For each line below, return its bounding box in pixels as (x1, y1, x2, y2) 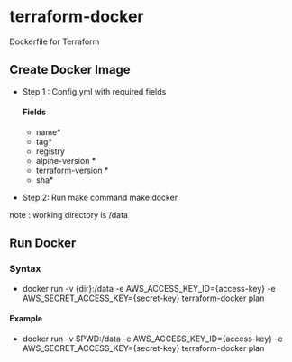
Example (9, 313, 43, 324)
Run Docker (9, 236, 77, 251)
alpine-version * (35, 155, 96, 166)
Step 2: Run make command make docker (22, 192, 178, 203)
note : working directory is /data (9, 209, 129, 220)
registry (35, 146, 66, 157)
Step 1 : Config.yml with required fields (22, 86, 167, 96)
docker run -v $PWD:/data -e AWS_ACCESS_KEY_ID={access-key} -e (22, 333, 283, 344)
